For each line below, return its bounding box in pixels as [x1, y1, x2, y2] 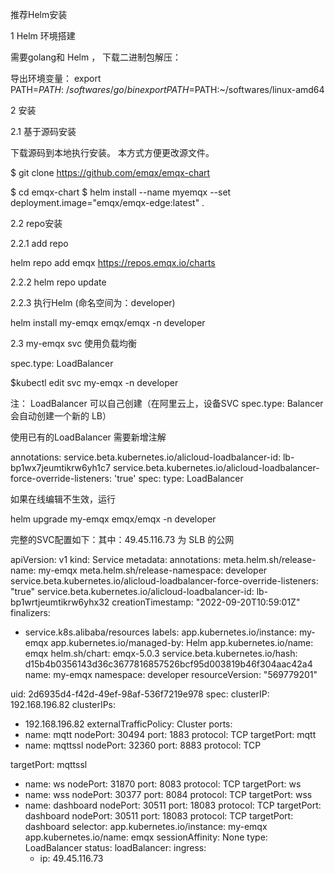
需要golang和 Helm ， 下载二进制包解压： [10, 51, 182, 63]
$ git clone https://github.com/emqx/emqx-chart [10, 167, 211, 178]
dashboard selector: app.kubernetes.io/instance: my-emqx [24, 821, 268, 832]
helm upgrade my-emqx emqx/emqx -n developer [10, 513, 217, 525]
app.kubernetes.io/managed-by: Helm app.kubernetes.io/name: [50, 637, 314, 648]
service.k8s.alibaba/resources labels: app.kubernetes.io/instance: [24, 626, 297, 638]
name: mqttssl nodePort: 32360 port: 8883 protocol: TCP [24, 739, 262, 751]
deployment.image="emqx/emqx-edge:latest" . [10, 197, 205, 208]
